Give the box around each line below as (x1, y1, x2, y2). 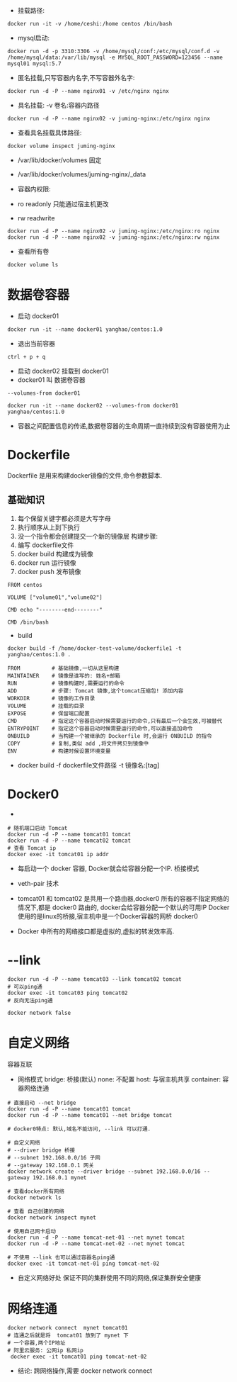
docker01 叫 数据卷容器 (17, 375, 86, 384)
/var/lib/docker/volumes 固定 (17, 156, 102, 164)
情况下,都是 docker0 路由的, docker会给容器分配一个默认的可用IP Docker (17, 903, 230, 911)
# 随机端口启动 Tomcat (7, 824, 68, 831)
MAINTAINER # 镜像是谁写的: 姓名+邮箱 (7, 672, 120, 679)
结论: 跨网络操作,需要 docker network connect (17, 1366, 153, 1375)
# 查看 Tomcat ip (7, 844, 57, 852)
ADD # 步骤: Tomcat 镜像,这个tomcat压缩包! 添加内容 (7, 687, 184, 695)
